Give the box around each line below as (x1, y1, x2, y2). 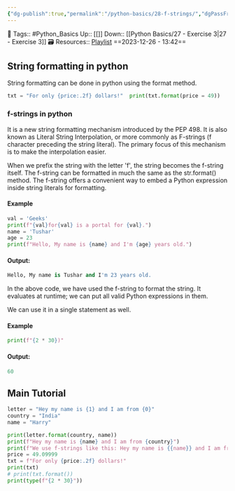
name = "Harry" (7, 419, 52, 426)
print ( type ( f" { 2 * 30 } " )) (7, 477, 83, 484)
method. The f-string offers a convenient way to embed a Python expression (7, 176, 228, 184)
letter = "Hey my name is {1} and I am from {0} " (7, 406, 155, 413)
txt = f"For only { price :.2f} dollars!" (7, 457, 127, 465)
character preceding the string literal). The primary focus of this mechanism (7, 140, 226, 148)
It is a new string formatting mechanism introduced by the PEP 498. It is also (7, 125, 227, 133)
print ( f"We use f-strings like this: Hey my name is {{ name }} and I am (7, 445, 220, 452)
